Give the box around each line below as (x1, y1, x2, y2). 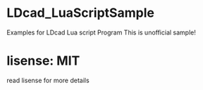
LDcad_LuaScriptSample (6, 5, 154, 21)
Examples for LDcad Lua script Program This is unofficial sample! (6, 28, 197, 37)
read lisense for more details (6, 76, 90, 84)
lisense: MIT (6, 53, 80, 69)
